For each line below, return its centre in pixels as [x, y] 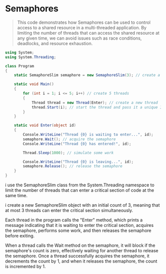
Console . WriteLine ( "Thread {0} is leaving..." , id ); [78, 162]
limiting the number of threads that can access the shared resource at [88, 33]
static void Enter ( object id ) [45, 125]
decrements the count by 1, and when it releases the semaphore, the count [81, 261]
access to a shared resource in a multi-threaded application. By [82, 27]
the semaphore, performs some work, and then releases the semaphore [78, 230]
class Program [20, 66]
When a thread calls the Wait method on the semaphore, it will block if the [80, 245]
